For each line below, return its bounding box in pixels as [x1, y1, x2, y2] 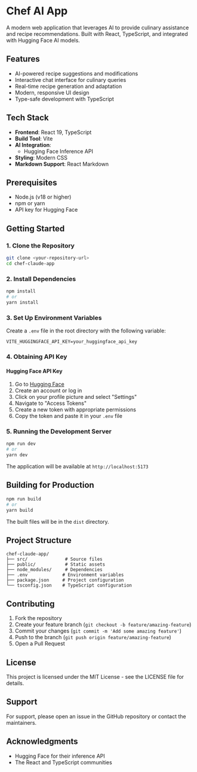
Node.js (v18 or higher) [14, 193, 72, 201]
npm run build [6, 496, 42, 502]
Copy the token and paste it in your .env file [14, 413, 122, 420]
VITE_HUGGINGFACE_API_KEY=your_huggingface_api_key [6, 339, 137, 345]
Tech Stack [6, 112, 49, 123]
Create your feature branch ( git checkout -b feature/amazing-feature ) [14, 621, 192, 628]
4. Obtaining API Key [6, 352, 67, 361]
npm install [6, 288, 36, 294]
